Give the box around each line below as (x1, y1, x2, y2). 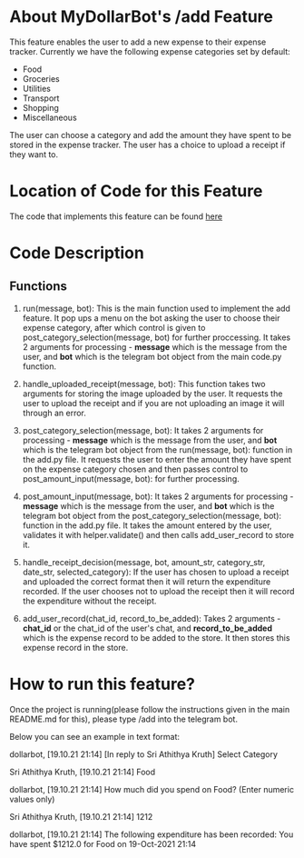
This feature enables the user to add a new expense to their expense (9, 36, 267, 47)
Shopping (22, 102, 59, 113)
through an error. (22, 407, 86, 418)
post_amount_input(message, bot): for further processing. (22, 473, 240, 484)
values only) (9, 793, 55, 804)
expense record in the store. (22, 642, 129, 653)
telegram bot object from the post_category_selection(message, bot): (22, 510, 282, 521)
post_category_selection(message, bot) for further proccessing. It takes (22, 332, 291, 343)
